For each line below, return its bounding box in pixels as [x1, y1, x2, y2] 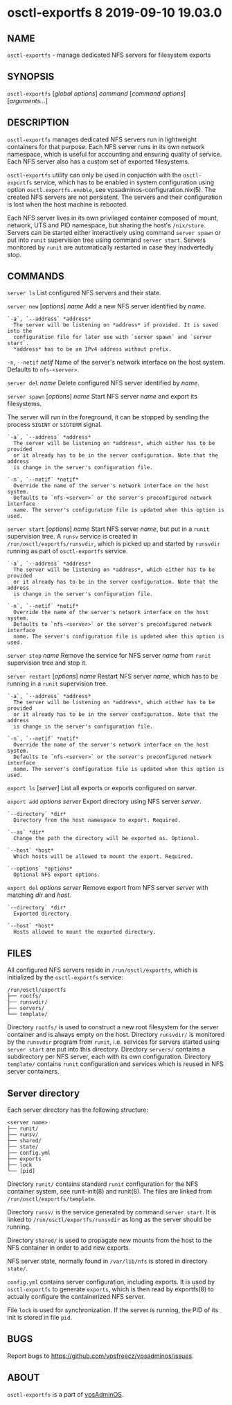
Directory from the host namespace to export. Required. [13, 817, 181, 824]
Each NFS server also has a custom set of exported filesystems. [7, 157, 190, 166]
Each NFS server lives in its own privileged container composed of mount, [7, 213, 219, 222]
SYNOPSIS [7, 71, 55, 82]
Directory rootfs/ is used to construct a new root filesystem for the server [7, 1023, 220, 1031]
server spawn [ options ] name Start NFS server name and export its [7, 392, 197, 401]
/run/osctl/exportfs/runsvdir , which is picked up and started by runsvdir [7, 539, 220, 548]
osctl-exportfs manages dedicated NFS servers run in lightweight [7, 135, 197, 143]
